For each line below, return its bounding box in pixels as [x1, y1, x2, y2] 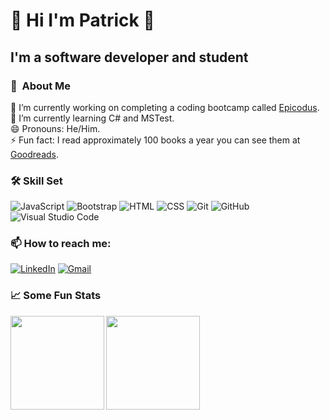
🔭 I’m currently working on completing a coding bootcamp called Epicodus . [10, 101, 320, 113]
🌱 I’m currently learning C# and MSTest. [10, 112, 175, 124]
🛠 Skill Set [10, 174, 63, 188]
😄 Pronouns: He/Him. [10, 122, 101, 134]
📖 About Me [10, 79, 72, 93]
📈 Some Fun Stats [10, 289, 102, 303]
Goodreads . [10, 148, 60, 160]
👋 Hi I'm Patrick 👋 [10, 9, 155, 32]
